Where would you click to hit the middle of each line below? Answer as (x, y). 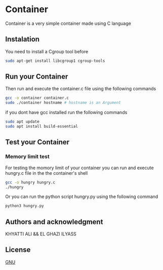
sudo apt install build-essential (42, 127)
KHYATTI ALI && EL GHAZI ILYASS (41, 234)
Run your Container (37, 77)
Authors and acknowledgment (54, 222)
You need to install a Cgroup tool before (47, 51)
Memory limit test (27, 157)
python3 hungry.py (25, 206)
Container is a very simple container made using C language (68, 23)
